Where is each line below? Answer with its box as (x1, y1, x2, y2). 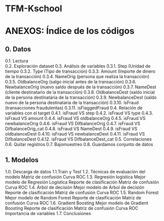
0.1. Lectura (5, 58, 28, 64)
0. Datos (5, 45, 31, 53)
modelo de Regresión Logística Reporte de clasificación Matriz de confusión (5, 179, 159, 185)
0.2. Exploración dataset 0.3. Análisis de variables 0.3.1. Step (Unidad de (5, 63, 151, 69)
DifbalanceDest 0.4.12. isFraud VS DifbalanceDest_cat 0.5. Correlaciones (5, 136, 152, 142)
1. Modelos (5, 156, 39, 164)
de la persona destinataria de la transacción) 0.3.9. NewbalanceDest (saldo (5, 94, 157, 101)
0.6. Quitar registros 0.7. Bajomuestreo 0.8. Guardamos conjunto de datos (5, 141, 153, 147)
